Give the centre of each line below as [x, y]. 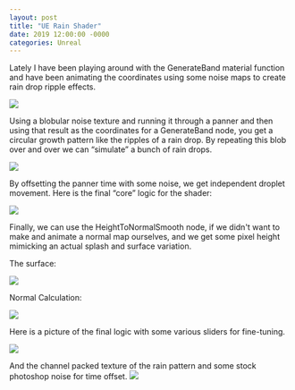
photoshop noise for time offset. [68, 377]
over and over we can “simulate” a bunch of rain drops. [111, 149]
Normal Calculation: [46, 298]
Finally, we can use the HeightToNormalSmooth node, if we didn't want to [144, 227]
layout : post [34, 17]
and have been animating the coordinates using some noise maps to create [147, 78]
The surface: [33, 264]
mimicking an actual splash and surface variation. [101, 246]
